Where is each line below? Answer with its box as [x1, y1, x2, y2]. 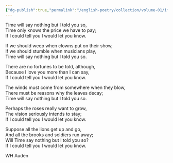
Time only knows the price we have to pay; [5, 27, 97, 33]
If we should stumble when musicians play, [5, 48, 97, 54]
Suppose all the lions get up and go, [5, 126, 82, 132]
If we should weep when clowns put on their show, [5, 42, 113, 49]
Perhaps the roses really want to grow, [5, 105, 87, 111]
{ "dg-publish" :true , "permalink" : [5, 7, 77, 13]
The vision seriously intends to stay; [5, 111, 82, 117]
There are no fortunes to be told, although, [5, 63, 96, 69]
